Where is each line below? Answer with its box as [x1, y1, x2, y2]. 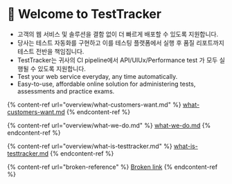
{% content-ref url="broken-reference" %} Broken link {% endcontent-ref [7, 163, 218, 171]
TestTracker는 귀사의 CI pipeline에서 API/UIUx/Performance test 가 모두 [17, 55, 218, 64]
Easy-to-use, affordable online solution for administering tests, [17, 80, 196, 88]
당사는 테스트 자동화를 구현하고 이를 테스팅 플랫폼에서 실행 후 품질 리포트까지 [17, 38, 225, 47]
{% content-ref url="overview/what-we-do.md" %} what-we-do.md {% [7, 121, 211, 129]
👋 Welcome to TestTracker [7, 6, 161, 22]
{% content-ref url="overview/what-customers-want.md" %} [7, 100, 181, 109]
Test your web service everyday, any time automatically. [17, 72, 178, 80]
